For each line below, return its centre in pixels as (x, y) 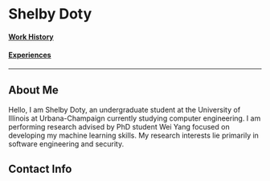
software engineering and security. (66, 144)
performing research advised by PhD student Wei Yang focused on (119, 126)
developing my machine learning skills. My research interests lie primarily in (134, 135)
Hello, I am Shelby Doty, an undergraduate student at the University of (125, 109)
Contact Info (40, 169)
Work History (31, 36)
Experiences (30, 55)
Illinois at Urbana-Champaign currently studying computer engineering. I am (135, 118)
